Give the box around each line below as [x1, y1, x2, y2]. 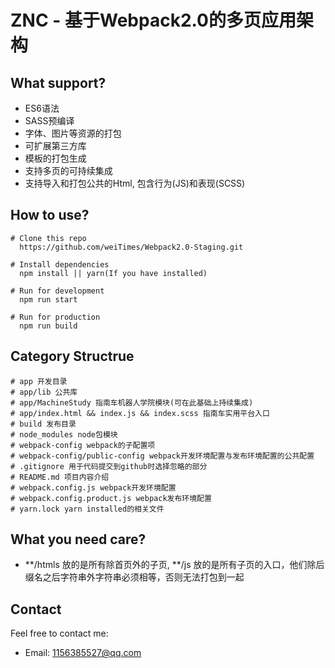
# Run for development [10, 286, 105, 296]
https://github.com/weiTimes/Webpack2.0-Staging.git [19, 242, 244, 252]
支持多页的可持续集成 [24, 165, 113, 176]
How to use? [10, 207, 90, 224]
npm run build [19, 321, 78, 331]
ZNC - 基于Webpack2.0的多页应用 [10, 9, 297, 32]
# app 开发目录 [10, 376, 68, 386]
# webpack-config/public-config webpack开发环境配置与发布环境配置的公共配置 [10, 451, 315, 461]
